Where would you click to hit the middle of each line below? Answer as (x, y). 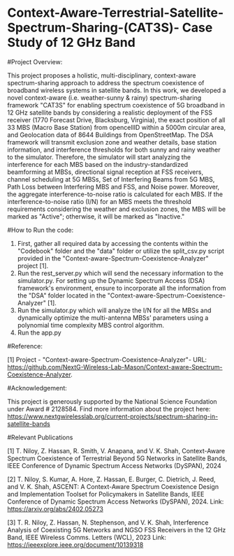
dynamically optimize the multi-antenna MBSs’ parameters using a (113, 317)
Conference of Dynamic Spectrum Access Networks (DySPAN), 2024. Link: (116, 502)
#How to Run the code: (41, 230)
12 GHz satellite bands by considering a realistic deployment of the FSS (110, 112)
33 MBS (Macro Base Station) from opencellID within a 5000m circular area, (116, 127)
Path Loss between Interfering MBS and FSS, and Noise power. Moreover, (114, 186)
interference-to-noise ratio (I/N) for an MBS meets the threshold (100, 201)
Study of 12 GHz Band (72, 43)
